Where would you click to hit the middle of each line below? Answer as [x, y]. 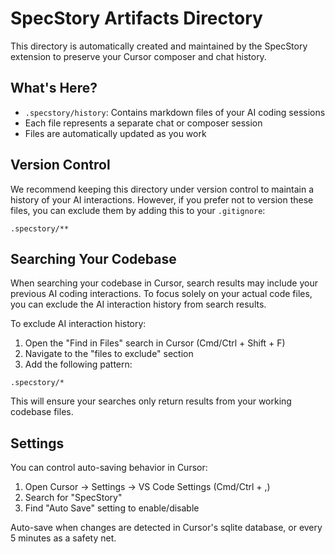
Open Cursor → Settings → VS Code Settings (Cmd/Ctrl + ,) [147, 487]
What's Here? [54, 88]
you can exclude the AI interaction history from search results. [138, 304]
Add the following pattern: [78, 364]
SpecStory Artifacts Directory [136, 18]
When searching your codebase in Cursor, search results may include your [164, 283]
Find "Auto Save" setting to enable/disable [112, 508]
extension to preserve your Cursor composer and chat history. [138, 56]
